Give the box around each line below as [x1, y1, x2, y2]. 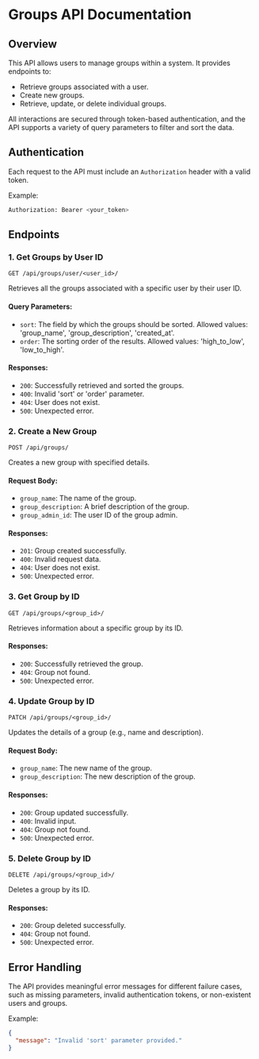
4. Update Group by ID [8, 695, 95, 707]
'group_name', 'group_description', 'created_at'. [19, 328, 175, 337]
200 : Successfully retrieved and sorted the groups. [19, 380, 185, 390]
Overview [8, 37, 58, 51]
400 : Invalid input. [19, 816, 77, 826]
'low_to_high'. [19, 345, 65, 354]
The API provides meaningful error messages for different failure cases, [8, 982, 242, 991]
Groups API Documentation [8, 6, 192, 24]
